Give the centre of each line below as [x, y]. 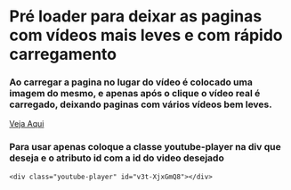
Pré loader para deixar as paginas [136, 17]
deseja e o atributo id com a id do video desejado [117, 158]
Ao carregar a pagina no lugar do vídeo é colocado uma [131, 82]
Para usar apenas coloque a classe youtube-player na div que [145, 147]
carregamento [63, 54]
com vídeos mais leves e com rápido [146, 35]
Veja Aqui [27, 124]
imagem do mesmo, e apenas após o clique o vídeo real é [135, 94]
